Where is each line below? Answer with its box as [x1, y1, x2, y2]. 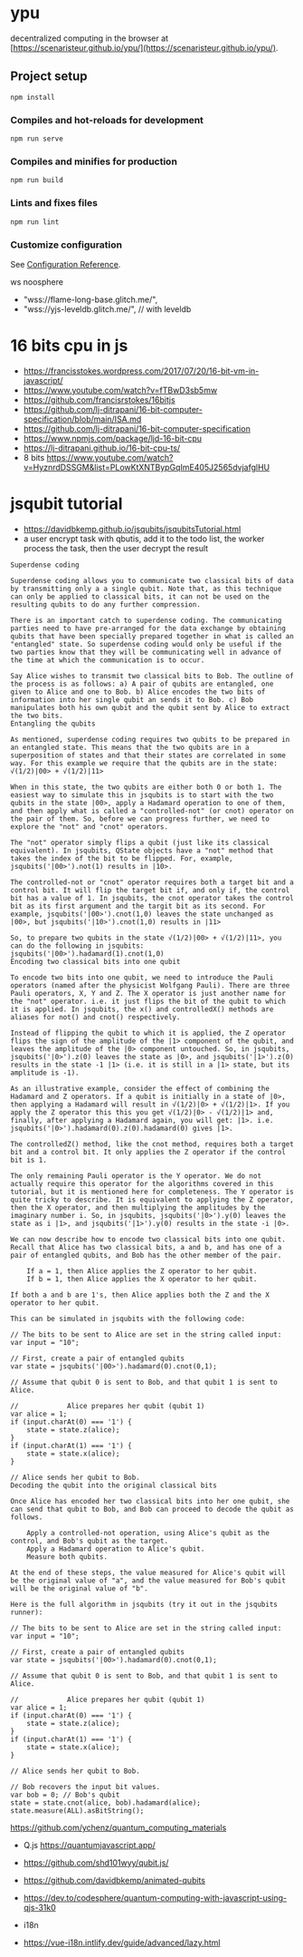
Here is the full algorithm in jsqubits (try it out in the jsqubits [10, 1600, 279, 1609]
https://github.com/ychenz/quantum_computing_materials [10, 1822, 227, 1833]
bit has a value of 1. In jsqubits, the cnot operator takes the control [10, 893, 295, 902]
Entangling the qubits [10, 719, 96, 728]
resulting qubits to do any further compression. [10, 599, 202, 609]
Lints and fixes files [10, 197, 99, 209]
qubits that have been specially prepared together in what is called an [10, 631, 295, 641]
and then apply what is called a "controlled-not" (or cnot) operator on [10, 806, 295, 815]
